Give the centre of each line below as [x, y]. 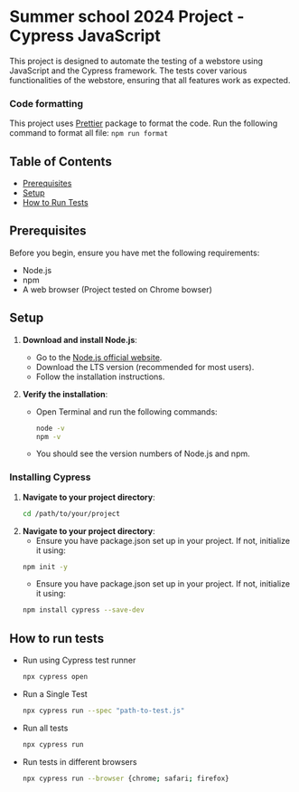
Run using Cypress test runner [79, 660]
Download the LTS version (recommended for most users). [145, 367]
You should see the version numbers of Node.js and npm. [143, 453]
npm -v [48, 436]
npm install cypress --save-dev [83, 610]
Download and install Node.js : [80, 339]
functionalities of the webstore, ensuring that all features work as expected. [150, 80]
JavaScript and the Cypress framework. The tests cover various [128, 71]
